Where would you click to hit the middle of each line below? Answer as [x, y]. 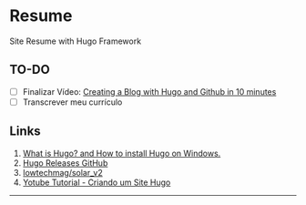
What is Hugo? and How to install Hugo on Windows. [122, 153]
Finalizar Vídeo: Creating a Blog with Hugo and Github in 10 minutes [149, 91]
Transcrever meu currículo [72, 102]
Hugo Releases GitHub [65, 163]
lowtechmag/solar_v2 [62, 172]
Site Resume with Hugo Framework [76, 41]
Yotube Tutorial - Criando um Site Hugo [97, 182]
